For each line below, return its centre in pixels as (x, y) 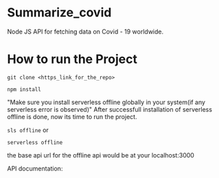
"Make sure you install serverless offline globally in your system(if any (106, 102)
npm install (24, 89)
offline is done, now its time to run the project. (72, 116)
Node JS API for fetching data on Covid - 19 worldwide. (85, 31)
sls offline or (28, 130)
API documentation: (35, 168)
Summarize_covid (59, 13)
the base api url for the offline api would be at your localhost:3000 (101, 155)
